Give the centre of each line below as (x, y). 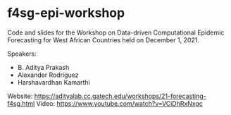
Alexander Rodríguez (48, 75)
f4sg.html (21, 103)
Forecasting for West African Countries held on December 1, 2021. (103, 40)
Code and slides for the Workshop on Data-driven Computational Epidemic (116, 32)
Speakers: (22, 54)
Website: (20, 96)
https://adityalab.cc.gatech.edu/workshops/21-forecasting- (120, 96)
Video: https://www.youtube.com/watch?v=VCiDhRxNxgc (119, 103)
